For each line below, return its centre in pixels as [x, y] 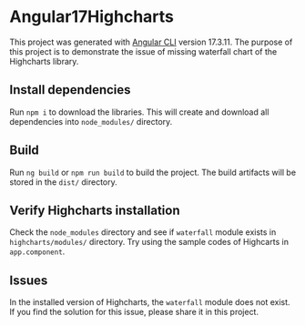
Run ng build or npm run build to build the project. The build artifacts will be [153, 172]
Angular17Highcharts [92, 17]
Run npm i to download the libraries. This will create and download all [139, 112]
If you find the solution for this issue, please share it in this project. [134, 312]
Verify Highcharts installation [95, 210]
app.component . [37, 251]
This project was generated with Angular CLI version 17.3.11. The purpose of [151, 42]
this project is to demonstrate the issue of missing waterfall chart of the [143, 51]
